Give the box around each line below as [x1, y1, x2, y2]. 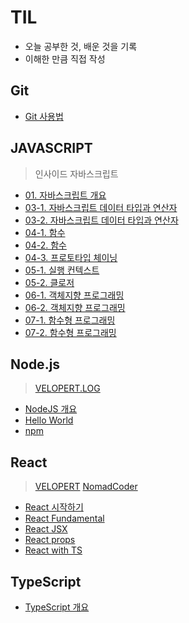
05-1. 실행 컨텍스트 [24, 264, 100, 276]
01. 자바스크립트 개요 [24, 189, 107, 201]
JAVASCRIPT [10, 140, 93, 157]
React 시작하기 [24, 501, 84, 513]
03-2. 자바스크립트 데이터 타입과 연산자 [24, 214, 179, 226]
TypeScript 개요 [24, 601, 90, 613]
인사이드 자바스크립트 [34, 167, 119, 180]
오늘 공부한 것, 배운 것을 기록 [24, 40, 138, 52]
